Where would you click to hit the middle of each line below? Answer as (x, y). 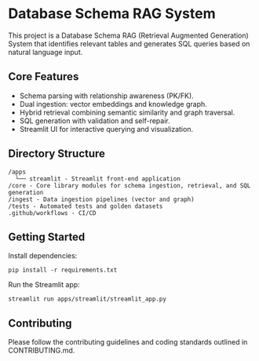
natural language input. (46, 52)
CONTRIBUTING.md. (42, 351)
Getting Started (47, 237)
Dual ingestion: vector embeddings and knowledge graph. (113, 104)
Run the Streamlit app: (44, 285)
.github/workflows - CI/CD (52, 213)
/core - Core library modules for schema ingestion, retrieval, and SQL (129, 185)
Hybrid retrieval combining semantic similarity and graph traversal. (127, 112)
